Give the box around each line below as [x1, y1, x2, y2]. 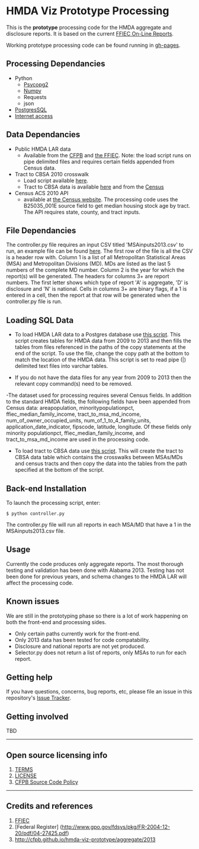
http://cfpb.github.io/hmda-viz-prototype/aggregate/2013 [14, 835, 156, 843]
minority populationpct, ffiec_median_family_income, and [6, 430, 145, 437]
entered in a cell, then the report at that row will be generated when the [6, 292, 180, 299]
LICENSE [14, 772, 37, 780]
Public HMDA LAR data [14, 145, 71, 152]
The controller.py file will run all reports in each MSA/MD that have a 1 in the [6, 521, 191, 528]
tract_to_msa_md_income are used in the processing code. [6, 436, 150, 443]
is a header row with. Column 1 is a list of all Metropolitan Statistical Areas [6, 254, 186, 261]
